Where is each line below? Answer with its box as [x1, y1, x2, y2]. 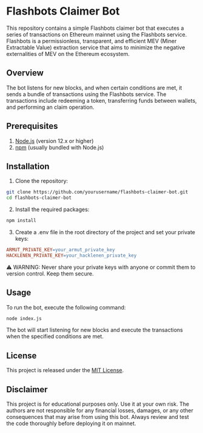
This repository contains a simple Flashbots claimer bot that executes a [6, 24, 184, 32]
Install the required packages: [15, 206, 90, 213]
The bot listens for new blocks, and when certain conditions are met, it [6, 84, 182, 91]
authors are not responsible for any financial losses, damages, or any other [6, 407, 194, 414]
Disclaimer [6, 384, 48, 395]
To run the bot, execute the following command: [6, 303, 126, 311]
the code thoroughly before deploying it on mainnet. [6, 420, 136, 427]
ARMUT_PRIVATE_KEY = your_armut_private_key [6, 247, 115, 253]
